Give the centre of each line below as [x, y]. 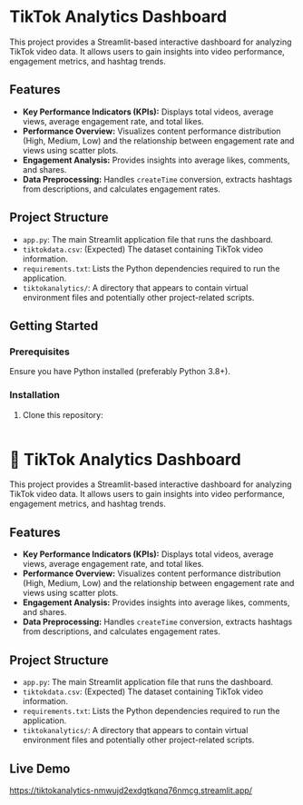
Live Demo [40, 768]
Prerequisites [39, 352]
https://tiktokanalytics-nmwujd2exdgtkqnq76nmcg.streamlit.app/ [131, 790]
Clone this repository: [63, 414]
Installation [35, 395]
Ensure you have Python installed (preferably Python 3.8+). [120, 372]
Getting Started [54, 326]
